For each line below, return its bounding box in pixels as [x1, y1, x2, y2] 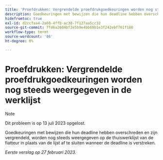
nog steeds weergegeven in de [5, 84, 132, 95]
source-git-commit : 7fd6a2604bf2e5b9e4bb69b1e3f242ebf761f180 [5, 25, 133, 30]
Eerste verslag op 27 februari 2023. [5, 149, 77, 155]
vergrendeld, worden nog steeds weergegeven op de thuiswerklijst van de [5, 134, 154, 141]
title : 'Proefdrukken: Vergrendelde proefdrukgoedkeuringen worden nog [5, 7, 153, 12]
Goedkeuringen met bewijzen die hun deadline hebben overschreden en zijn [5, 129, 158, 135]
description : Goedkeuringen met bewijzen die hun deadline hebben [5, 12, 142, 16]
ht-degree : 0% [5, 39, 34, 44]
